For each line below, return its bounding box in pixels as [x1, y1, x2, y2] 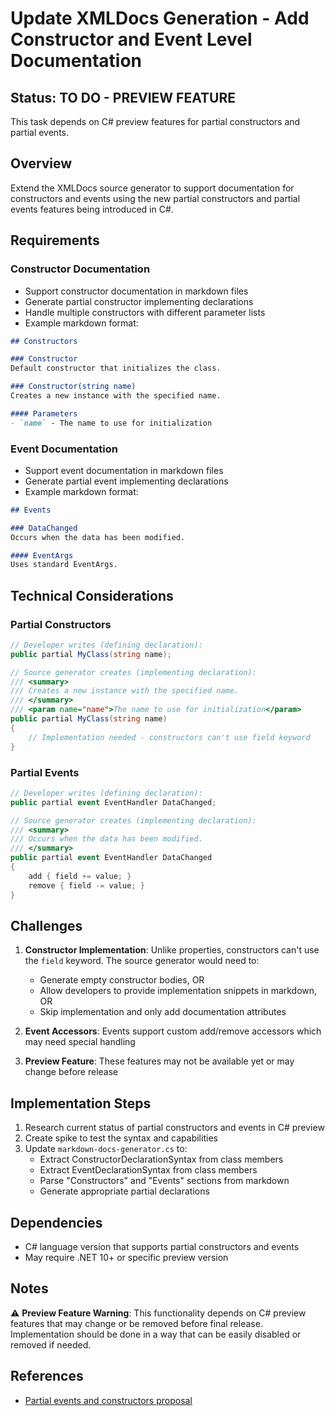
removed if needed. [10, 1338, 92, 1351]
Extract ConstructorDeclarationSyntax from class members [39, 1153, 284, 1166]
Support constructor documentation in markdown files [24, 285, 249, 297]
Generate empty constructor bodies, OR [39, 974, 205, 986]
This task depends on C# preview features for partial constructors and [10, 116, 301, 127]
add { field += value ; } [28, 871, 132, 881]
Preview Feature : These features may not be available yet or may [24, 1055, 295, 1067]
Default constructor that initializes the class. [10, 363, 222, 374]
